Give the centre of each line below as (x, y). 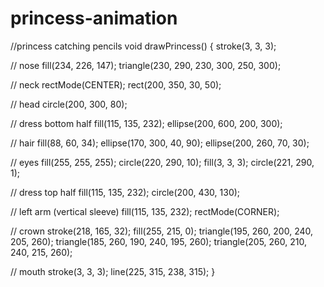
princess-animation (94, 18)
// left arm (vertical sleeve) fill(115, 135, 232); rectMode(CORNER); (145, 211)
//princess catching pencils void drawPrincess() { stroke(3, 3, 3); (143, 46)
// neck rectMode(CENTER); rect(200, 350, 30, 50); (116, 84)
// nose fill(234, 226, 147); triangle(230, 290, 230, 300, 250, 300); (146, 65)
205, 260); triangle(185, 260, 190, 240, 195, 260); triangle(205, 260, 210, (158, 241)
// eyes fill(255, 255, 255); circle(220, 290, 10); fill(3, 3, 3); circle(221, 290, (162, 162)
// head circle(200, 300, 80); (69, 104)
